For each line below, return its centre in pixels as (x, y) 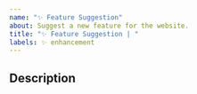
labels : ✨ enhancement (52, 42)
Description (42, 78)
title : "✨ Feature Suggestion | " (74, 34)
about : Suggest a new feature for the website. (99, 26)
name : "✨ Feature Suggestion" (66, 17)
